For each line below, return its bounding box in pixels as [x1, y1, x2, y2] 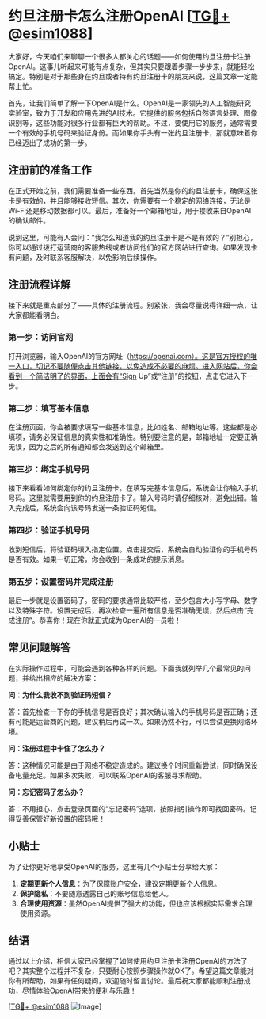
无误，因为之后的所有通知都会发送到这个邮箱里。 [8, 442, 168, 452]
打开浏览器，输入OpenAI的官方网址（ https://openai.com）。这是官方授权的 [8, 351, 251, 361]
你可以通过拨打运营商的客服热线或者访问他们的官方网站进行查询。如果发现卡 [8, 242, 258, 252]
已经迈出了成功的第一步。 [8, 138, 92, 147]
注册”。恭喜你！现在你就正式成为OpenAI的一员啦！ [14, 616, 182, 625]
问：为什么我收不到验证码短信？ [8, 690, 112, 700]
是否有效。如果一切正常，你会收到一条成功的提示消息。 [8, 554, 188, 563]
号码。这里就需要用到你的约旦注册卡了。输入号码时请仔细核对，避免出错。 [8, 493, 251, 503]
